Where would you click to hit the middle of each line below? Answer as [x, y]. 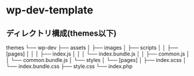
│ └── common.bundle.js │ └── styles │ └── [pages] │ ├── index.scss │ [96, 60]
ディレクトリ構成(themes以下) [62, 33]
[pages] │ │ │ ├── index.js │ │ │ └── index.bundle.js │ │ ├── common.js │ [98, 54]
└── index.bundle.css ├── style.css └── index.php [69, 66]
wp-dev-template [50, 10]
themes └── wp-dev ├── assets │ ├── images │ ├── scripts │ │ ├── [92, 48]
